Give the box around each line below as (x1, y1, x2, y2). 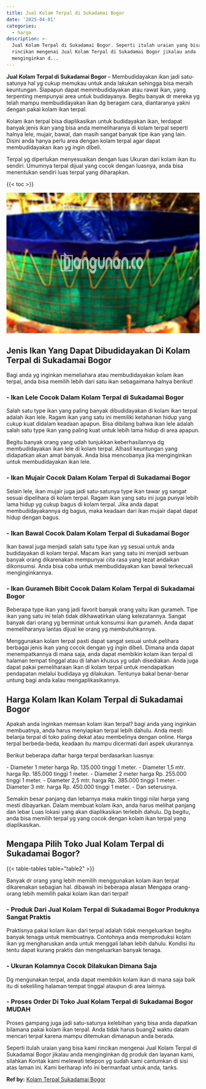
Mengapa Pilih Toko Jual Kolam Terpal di (6, 839, 164, 849)
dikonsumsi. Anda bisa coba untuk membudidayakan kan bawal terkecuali (6, 562, 193, 569)
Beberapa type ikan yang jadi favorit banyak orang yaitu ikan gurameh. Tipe (6, 606, 198, 614)
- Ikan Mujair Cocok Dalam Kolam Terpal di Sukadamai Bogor (6, 474, 191, 482)
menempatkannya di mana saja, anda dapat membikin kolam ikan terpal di (6, 650, 193, 658)
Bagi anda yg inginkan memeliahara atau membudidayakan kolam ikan (6, 372, 184, 379)
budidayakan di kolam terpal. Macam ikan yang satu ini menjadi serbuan (6, 549, 189, 556)
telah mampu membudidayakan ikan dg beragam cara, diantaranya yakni (6, 99, 190, 106)
